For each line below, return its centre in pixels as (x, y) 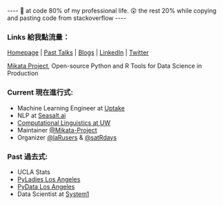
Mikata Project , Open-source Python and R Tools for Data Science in (105, 66)
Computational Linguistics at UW (64, 123)
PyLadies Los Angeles (49, 179)
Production (23, 73)
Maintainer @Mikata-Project (57, 130)
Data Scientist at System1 (53, 194)
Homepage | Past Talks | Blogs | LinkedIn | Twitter (78, 52)
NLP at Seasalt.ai (41, 115)
